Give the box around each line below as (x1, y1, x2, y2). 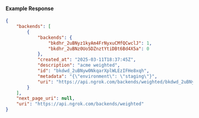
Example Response (5, 5, 54, 12)
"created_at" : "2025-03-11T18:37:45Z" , (37, 57, 136, 63)
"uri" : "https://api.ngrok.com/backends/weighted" (16, 101, 144, 107)
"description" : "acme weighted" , (37, 63, 120, 69)
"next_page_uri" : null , (16, 95, 75, 101)
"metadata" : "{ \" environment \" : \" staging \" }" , (37, 73, 158, 79)
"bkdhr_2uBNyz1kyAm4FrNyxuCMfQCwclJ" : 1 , (48, 40, 152, 46)
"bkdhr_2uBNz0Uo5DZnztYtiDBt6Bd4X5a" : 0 (48, 45, 150, 52)
